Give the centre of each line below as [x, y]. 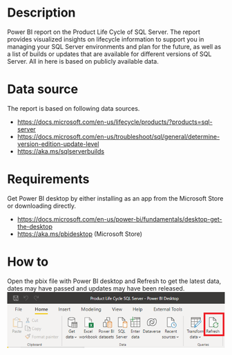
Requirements [48, 180]
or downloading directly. [42, 206]
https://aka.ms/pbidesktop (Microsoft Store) [80, 234]
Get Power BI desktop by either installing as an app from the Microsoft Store [115, 198]
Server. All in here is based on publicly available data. [83, 61]
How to [28, 262]
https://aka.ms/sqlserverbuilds [61, 151]
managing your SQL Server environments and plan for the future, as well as [114, 46]
